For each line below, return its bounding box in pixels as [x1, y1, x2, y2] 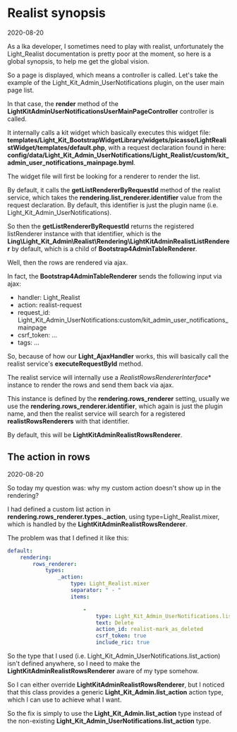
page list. [7, 86, 35, 94]
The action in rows [7, 451, 90, 463]
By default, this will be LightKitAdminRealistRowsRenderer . [7, 430, 183, 439]
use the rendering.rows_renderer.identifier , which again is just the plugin [7, 402, 224, 410]
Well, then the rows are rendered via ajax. [7, 258, 128, 267]
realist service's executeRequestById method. [7, 359, 143, 368]
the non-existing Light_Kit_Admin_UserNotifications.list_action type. [7, 716, 212, 725]
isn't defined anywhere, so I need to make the [7, 659, 140, 668]
